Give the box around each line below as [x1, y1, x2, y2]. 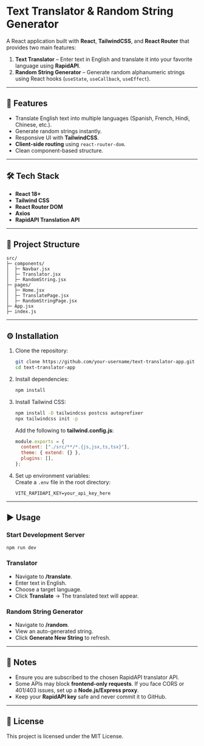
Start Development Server [6, 531, 85, 539]
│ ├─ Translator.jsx [6, 271, 61, 277]
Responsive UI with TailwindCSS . [15, 134, 99, 141]
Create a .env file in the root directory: [15, 478, 111, 486]
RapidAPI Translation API [15, 216, 80, 223]
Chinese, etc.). [15, 120, 52, 128]
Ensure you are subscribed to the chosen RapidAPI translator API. [15, 674, 180, 681]
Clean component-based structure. [15, 147, 104, 154]
